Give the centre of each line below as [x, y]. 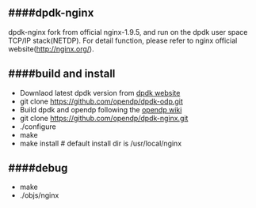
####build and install [62, 74]
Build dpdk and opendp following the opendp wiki [101, 109]
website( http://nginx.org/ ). [51, 49]
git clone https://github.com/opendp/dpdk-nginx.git [104, 118]
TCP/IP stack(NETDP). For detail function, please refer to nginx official [123, 40]
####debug [38, 168]
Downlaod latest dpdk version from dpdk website [100, 93]
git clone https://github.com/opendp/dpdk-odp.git [101, 101]
